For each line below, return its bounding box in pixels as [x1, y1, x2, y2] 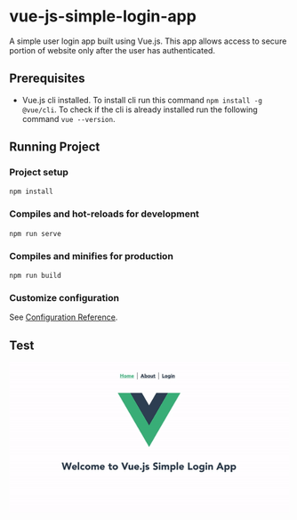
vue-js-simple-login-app [9, 6, 197, 27]
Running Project [9, 140, 100, 155]
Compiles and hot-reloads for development [9, 207, 200, 220]
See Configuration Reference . [9, 312, 118, 322]
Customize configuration [9, 291, 120, 304]
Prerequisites [9, 71, 85, 86]
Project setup [9, 167, 68, 179]
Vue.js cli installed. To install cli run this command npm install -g [21, 94, 262, 105]
